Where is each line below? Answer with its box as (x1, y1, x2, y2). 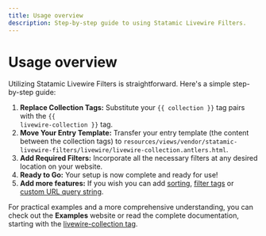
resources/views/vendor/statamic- (123, 138, 238, 147)
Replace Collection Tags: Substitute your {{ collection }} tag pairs (19, 103, 245, 112)
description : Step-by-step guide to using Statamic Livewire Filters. (8, 19, 247, 27)
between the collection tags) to (19, 136, 122, 147)
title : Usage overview (8, 11, 83, 20)
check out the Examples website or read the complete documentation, (8, 211, 240, 220)
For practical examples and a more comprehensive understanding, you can (8, 203, 254, 212)
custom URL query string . (19, 187, 104, 196)
